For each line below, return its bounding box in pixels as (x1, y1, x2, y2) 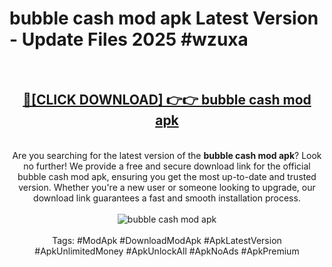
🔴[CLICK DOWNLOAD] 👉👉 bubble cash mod (22, 92, 312, 109)
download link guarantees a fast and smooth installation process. (33, 192, 301, 204)
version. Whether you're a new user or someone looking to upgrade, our (18, 181, 316, 193)
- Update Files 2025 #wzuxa (9, 28, 249, 51)
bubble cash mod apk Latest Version (9, 7, 319, 30)
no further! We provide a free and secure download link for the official (23, 160, 311, 172)
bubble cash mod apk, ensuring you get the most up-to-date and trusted (17, 170, 317, 182)
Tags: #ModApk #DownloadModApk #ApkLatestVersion (52, 234, 282, 246)
